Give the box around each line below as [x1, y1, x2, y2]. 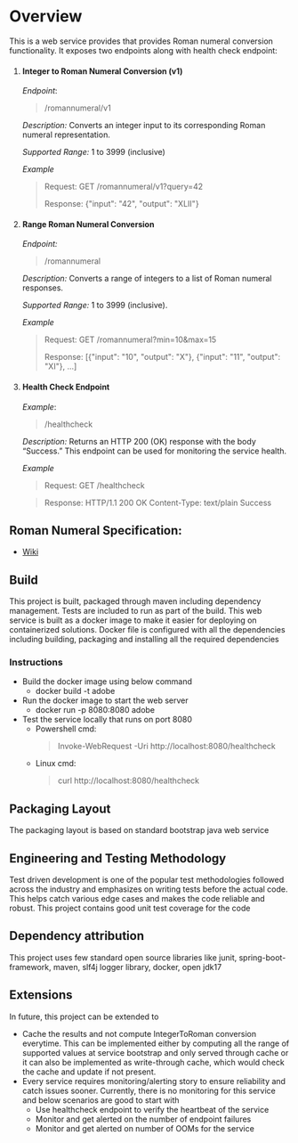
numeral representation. [21, 129, 111, 140]
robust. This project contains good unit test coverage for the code [9, 902, 251, 914]
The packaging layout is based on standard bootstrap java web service [9, 825, 270, 836]
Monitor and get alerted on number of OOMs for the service [35, 1123, 255, 1133]
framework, [9, 961, 52, 972]
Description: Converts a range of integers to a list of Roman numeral [21, 274, 272, 284]
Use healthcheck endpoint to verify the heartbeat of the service [35, 1104, 270, 1114]
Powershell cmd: [35, 723, 97, 734]
